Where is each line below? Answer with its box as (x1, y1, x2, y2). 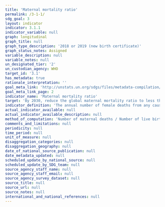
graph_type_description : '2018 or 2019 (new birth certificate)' (5, 44, 141, 49)
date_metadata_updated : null (5, 153, 65, 158)
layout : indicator (5, 21, 43, 26)
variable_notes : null (5, 57, 50, 62)
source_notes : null (5, 189, 45, 194)
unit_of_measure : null (5, 135, 52, 140)
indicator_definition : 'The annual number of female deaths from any (5, 103, 151, 108)
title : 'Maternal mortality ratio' (5, 7, 78, 12)
